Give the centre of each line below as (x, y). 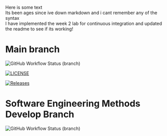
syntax (12, 18)
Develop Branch (40, 114)
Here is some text (24, 7)
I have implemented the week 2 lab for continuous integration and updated (84, 23)
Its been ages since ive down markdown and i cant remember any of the (81, 13)
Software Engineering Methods (73, 104)
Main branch (33, 49)
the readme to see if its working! (39, 29)
